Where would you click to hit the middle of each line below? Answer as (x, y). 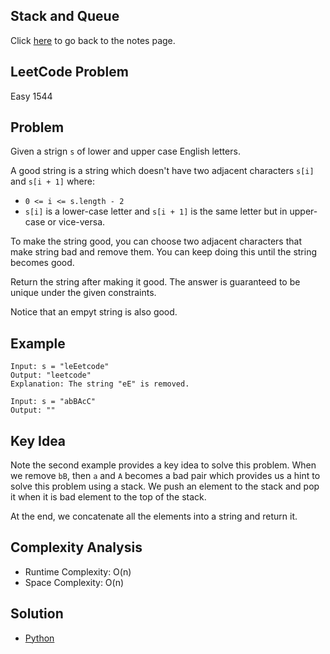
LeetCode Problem (69, 72)
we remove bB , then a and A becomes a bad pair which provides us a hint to (165, 476)
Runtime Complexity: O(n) (78, 571)
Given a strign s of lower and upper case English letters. (125, 151)
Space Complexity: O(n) (74, 582)
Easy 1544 (31, 96)
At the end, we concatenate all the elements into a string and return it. (154, 516)
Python (39, 638)
